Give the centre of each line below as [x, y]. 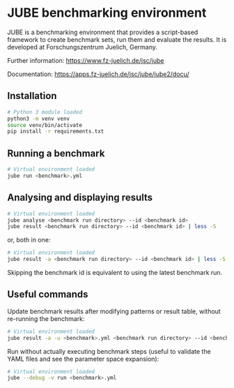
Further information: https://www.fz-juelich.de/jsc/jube [86, 60]
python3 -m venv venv [39, 119]
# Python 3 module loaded [45, 112]
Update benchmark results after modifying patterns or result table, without [114, 311]
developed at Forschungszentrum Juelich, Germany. [83, 47]
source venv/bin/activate [45, 125]
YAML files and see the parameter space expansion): [83, 359]
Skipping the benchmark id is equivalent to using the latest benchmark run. [115, 273]
